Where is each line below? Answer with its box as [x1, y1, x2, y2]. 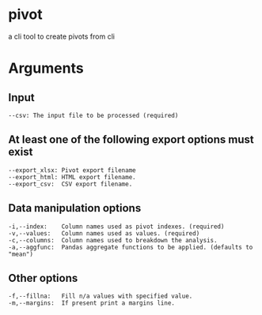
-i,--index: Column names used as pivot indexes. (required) [8, 223, 225, 231]
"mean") [8, 250, 34, 258]
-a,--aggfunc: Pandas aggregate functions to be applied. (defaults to [8, 243, 253, 251]
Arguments [8, 59, 85, 77]
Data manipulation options [8, 201, 142, 215]
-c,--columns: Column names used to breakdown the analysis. [8, 236, 218, 244]
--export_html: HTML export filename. [8, 173, 136, 181]
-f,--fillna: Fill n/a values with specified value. [8, 292, 193, 301]
